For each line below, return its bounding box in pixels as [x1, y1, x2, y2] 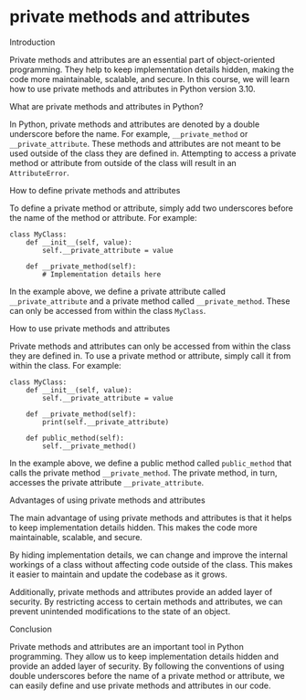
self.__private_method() [42, 441, 137, 451]
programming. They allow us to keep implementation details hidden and [9, 651, 280, 662]
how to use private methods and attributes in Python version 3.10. [9, 83, 256, 94]
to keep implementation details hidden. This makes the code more [9, 522, 259, 533]
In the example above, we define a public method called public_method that [9, 457, 292, 468]
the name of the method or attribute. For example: [9, 212, 198, 223]
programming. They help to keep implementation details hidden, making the [9, 64, 294, 75]
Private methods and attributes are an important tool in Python [9, 641, 244, 652]
